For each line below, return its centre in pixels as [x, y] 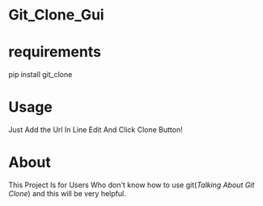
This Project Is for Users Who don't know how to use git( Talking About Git [131, 185]
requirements [55, 52]
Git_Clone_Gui [56, 15]
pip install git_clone [40, 75]
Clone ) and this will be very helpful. [68, 193]
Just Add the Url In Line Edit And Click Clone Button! [96, 130]
